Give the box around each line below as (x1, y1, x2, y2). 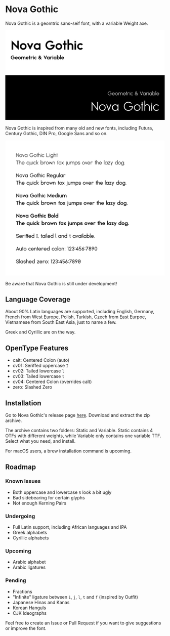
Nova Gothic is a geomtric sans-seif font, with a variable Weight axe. (5, 20, 148, 26)
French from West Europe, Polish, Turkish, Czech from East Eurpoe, (5, 314, 146, 320)
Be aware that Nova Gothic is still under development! (5, 280, 117, 286)
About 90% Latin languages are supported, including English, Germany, (5, 309, 155, 315)
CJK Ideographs (12, 610, 47, 616)
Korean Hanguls (12, 605, 47, 611)
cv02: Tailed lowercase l (12, 368, 65, 374)
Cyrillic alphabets (12, 535, 49, 541)
